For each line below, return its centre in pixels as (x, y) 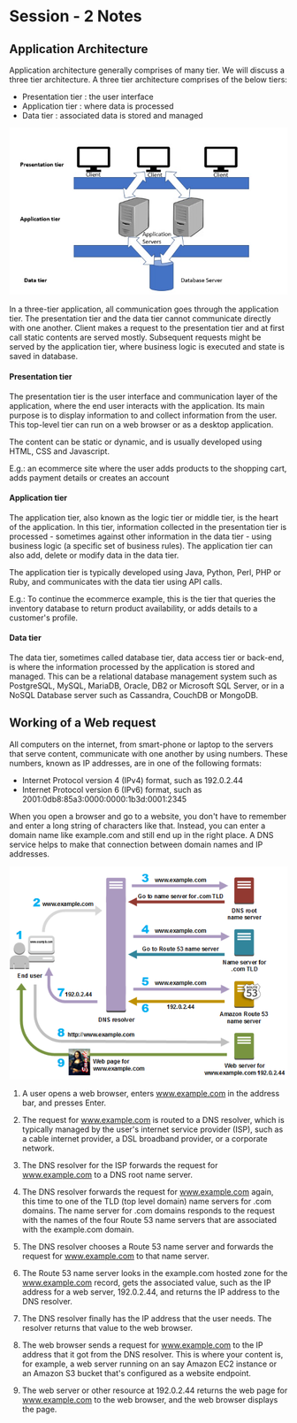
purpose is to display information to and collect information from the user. (143, 415)
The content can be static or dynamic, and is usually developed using (136, 442)
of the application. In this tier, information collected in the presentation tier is (148, 527)
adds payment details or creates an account (89, 477)
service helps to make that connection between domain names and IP (136, 844)
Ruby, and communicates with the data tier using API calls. (116, 581)
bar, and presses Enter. (64, 1103)
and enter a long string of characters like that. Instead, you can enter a (137, 826)
